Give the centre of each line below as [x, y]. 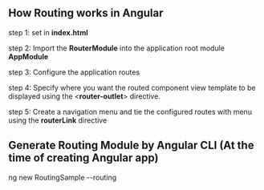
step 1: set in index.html [48, 32]
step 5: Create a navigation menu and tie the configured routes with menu [130, 111]
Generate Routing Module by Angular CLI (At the [131, 146]
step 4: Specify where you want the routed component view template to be [132, 87]
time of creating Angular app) [83, 158]
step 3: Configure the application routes [74, 72]
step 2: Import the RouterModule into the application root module [116, 48]
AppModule [28, 56]
